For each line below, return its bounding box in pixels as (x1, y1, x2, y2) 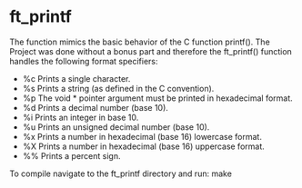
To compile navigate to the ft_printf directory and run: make (9, 168, 232, 179)
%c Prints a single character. (22, 73, 131, 84)
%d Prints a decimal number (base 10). (22, 102, 168, 113)
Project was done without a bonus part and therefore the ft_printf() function (9, 45, 293, 56)
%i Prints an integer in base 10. (22, 112, 139, 123)
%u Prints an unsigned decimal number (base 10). (22, 121, 210, 133)
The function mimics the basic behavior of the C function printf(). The (9, 36, 270, 47)
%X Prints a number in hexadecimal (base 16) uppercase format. (22, 141, 266, 152)
